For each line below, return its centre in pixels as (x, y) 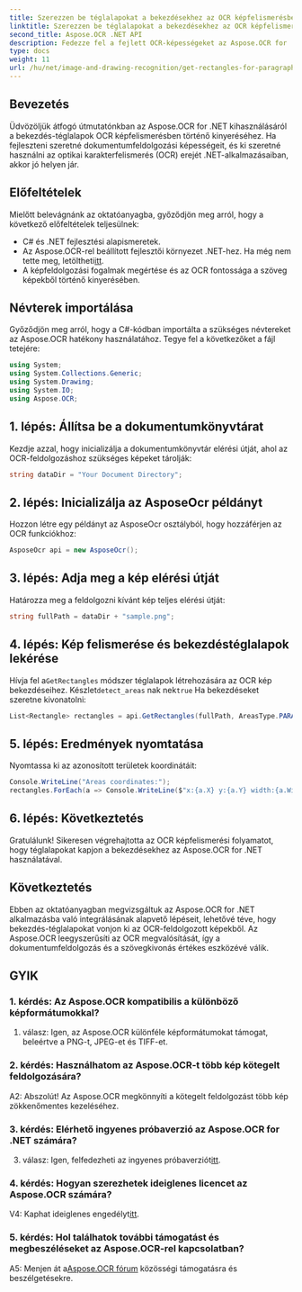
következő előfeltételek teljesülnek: (74, 224)
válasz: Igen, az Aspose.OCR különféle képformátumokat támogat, (145, 1033)
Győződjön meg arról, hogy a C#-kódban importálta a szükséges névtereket (150, 330)
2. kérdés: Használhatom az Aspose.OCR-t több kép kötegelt (145, 1065)
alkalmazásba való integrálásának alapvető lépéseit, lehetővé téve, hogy (143, 918)
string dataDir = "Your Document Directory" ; (96, 474)
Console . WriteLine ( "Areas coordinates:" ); (90, 782)
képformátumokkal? (54, 1012)
